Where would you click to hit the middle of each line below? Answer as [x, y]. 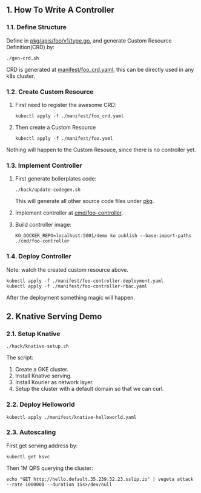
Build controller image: [43, 225]
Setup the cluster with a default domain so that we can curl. [89, 389]
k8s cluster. [21, 76]
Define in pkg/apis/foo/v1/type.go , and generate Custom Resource [89, 40]
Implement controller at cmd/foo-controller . [69, 213]
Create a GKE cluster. [41, 370]
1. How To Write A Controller [61, 10]
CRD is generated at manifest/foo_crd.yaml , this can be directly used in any [100, 69]
